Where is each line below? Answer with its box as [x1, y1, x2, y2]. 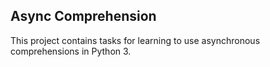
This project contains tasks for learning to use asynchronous [10, 34, 261, 46]
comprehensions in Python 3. [10, 45, 132, 57]
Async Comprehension [10, 8, 157, 25]
